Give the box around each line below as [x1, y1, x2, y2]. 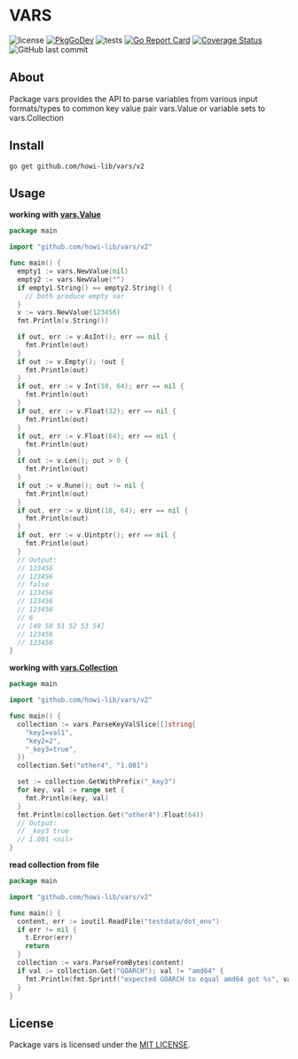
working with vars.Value [9, 210, 102, 220]
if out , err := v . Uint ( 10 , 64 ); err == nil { [17, 506, 189, 515]
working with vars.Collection [9, 663, 118, 673]
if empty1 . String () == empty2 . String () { [17, 283, 173, 292]
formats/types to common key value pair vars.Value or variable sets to [9, 103, 266, 114]
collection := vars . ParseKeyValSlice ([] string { [17, 720, 197, 729]
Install [9, 139, 44, 154]
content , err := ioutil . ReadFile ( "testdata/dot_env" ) [17, 917, 220, 926]
